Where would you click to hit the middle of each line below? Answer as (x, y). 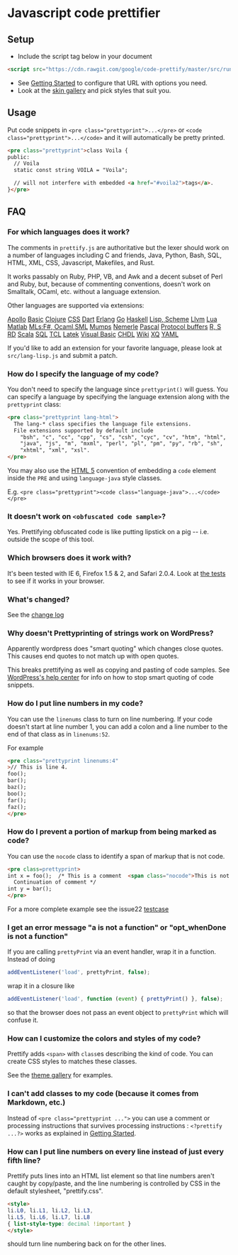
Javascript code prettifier (84, 13)
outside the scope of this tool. (51, 539)
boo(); (17, 793)
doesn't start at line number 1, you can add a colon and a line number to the (118, 727)
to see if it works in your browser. (56, 581)
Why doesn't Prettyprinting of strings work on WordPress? (110, 633)
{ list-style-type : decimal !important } (69, 1224)
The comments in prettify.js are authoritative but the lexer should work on (118, 247)
